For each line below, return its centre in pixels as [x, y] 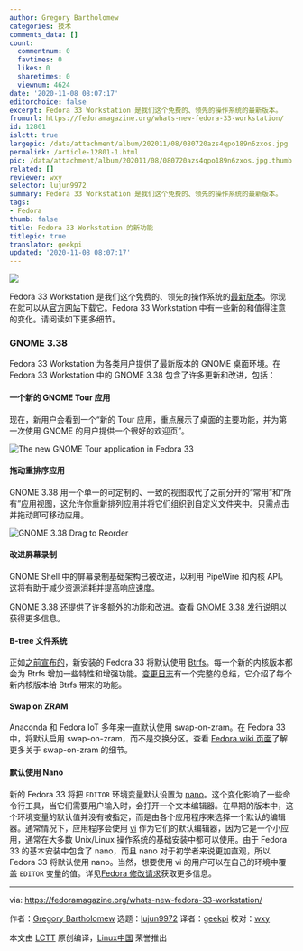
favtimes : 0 [40, 60]
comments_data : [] [44, 34]
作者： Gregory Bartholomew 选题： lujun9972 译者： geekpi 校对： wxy [140, 918]
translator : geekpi [46, 245]
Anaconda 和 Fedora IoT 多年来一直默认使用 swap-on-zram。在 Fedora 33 [147, 727]
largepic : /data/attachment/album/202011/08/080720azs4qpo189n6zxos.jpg [149, 144]
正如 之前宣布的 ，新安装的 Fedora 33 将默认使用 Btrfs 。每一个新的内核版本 [147, 662]
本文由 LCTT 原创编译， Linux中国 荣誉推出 [88, 937]
